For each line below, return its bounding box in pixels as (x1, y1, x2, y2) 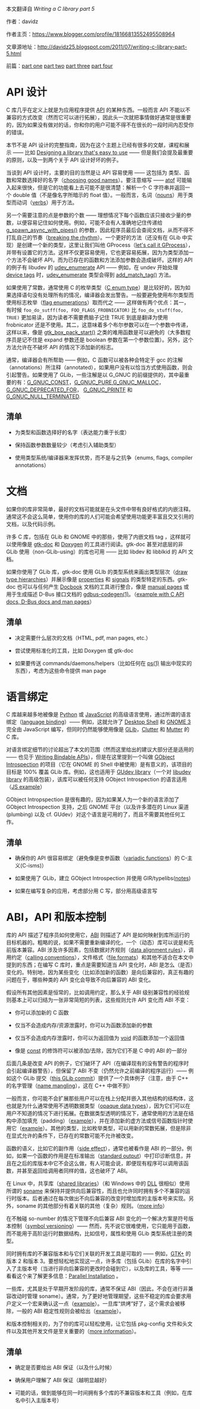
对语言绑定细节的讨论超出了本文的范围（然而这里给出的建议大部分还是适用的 (6, 746, 194, 753)
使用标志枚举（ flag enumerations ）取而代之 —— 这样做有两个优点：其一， (6, 299, 189, 306)
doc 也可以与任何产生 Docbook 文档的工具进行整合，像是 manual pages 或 (6, 583, 189, 590)
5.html (6, 50, 22, 57)
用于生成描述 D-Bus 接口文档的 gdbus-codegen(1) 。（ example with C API (6, 590, 185, 598)
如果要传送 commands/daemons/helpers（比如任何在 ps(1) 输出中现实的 (14, 659, 192, 667)
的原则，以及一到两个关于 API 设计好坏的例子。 (6, 156, 122, 163)
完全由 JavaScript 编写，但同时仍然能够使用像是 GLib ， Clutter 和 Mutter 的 (6, 726, 189, 733)
